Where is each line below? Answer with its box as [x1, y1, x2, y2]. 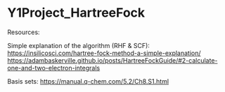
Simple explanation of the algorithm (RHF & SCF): [7, 41, 150, 49]
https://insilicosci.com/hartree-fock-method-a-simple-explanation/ [7, 49, 202, 57]
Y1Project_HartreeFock [7, 5, 146, 21]
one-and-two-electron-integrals [7, 63, 101, 72]
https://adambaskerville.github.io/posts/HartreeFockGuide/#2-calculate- [7, 56, 218, 64]
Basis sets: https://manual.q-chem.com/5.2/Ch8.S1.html [7, 77, 169, 85]
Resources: [7, 28, 40, 36]
